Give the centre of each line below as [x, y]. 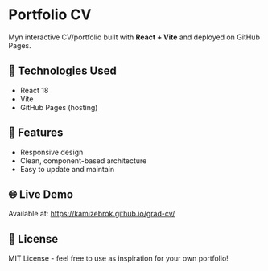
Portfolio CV [50, 15]
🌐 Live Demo [41, 194]
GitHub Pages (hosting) [59, 107]
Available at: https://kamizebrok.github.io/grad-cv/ [92, 214]
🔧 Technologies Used [62, 71]
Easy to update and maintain [67, 169]
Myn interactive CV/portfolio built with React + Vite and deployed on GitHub [134, 37]
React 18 [34, 90]
